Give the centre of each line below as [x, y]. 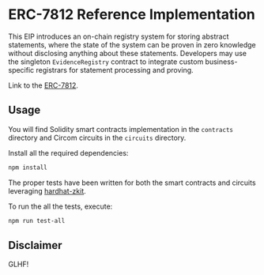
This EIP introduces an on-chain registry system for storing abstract [119, 36]
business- [221, 62]
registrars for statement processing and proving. [115, 70]
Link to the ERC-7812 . [43, 85]
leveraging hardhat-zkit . [47, 190]
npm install [28, 168]
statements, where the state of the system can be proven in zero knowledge [132, 44]
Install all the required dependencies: [68, 153]
